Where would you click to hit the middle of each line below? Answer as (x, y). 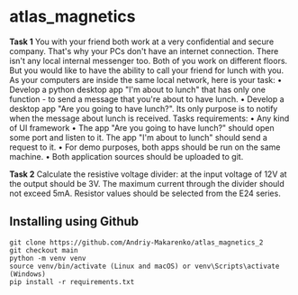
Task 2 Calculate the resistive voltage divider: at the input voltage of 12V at (148, 174)
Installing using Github (74, 221)
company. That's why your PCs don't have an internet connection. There (144, 51)
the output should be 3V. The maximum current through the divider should (147, 183)
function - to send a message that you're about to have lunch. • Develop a (147, 99)
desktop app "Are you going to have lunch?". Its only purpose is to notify (144, 108)
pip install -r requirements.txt (72, 281)
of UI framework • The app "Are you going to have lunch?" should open (142, 127)
